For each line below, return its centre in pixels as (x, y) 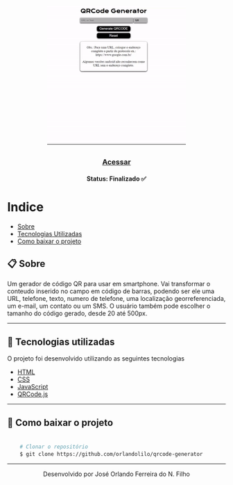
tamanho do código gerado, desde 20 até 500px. (77, 313)
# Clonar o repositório (54, 447)
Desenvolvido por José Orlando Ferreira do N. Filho (116, 474)
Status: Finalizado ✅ (116, 179)
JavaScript (33, 387)
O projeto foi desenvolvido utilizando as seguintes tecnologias (96, 359)
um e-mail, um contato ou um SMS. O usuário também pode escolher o (109, 306)
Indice (25, 207)
